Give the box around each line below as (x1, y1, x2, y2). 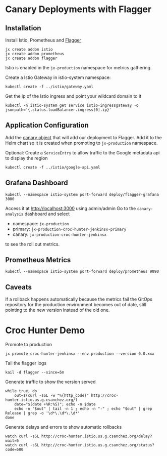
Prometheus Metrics (5, 256, 71, 264)
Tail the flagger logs (5, 360, 47, 366)
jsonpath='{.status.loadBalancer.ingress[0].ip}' (5, 107, 112, 112)
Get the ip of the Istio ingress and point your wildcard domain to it (5, 93, 142, 99)
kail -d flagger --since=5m (5, 370, 65, 375)
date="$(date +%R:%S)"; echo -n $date (14, 402, 96, 407)
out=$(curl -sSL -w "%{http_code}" (14, 393, 89, 398)
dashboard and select (24, 211, 70, 217)
